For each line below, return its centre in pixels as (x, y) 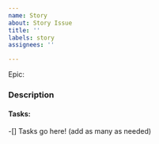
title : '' (25, 30)
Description (31, 95)
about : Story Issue (40, 23)
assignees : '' (32, 45)
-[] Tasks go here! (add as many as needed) (80, 131)
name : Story (28, 15)
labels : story (32, 38)
